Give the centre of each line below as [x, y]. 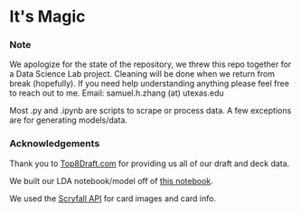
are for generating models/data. [69, 120]
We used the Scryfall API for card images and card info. [113, 198]
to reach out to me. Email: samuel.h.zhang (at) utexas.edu [117, 93]
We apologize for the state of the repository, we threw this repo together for [150, 64]
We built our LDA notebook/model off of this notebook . [112, 181]
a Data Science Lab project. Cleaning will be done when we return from [142, 74]
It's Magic [47, 17]
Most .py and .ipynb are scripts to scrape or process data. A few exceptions [150, 111]
